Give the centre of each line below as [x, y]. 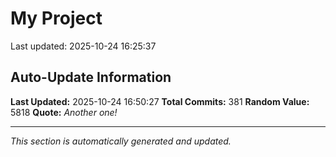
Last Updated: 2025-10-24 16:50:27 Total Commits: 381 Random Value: [160, 101]
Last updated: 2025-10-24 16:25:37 [83, 46]
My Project [56, 18]
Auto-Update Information [91, 77]
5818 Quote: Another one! [64, 112]
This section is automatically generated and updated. [121, 141]
